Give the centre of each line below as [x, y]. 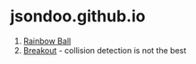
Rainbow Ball [47, 41]
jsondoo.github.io [78, 16]
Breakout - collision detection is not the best [105, 50]
